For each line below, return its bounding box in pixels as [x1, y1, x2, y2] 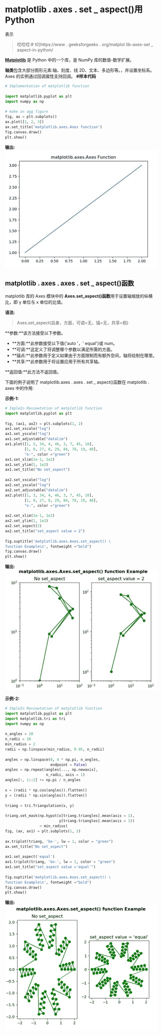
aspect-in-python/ [16, 47, 54, 53]
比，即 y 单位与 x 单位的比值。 [5, 299, 66, 305]
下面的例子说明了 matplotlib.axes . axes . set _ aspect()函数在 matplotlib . [5, 379, 149, 385]
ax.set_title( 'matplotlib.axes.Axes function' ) [5, 124, 103, 129]
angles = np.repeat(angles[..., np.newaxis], [5, 767, 98, 772]
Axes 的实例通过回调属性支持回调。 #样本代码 [5, 73, 96, 79]
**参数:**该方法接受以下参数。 [5, 330, 66, 336]
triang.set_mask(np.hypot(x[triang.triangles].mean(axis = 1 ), [5, 813, 135, 818]
